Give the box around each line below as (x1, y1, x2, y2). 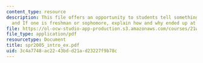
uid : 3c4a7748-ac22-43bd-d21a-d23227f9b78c (6, 48, 118, 54)
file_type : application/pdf (6, 31, 77, 37)
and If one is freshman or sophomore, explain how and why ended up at (11, 20, 196, 26)
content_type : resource (6, 8, 66, 15)
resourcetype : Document (6, 37, 66, 43)
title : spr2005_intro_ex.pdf (6, 43, 80, 49)
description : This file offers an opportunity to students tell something (6, 14, 199, 20)
